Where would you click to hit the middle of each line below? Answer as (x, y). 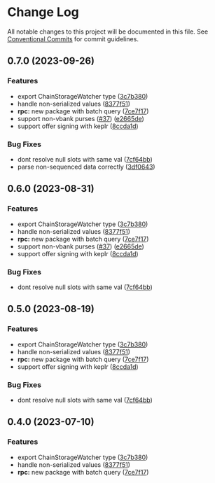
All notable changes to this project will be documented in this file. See (108, 31)
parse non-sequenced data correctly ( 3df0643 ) (86, 167)
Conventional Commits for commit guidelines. (73, 38)
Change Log (43, 12)
